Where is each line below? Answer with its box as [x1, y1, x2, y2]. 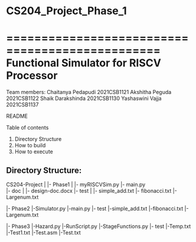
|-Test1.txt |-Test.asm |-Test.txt [6, 229, 81, 236]
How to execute [14, 148, 53, 155]
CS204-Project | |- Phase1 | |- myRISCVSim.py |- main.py [6, 180, 146, 188]
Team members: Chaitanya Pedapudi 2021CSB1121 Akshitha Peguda [6, 89, 172, 96]
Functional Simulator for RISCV [6, 56, 161, 70]
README [6, 112, 28, 120]
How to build [14, 142, 46, 149]
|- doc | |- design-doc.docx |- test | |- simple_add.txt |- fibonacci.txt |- [6, 187, 177, 194]
